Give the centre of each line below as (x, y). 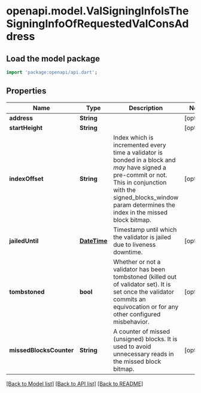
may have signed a (140, 167)
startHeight (26, 128)
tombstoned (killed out (145, 277)
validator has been (139, 269)
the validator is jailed (142, 237)
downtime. (128, 252)
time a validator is (138, 152)
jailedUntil (24, 241)
